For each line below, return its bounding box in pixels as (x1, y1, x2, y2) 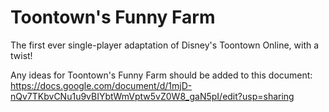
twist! (10, 49, 33, 61)
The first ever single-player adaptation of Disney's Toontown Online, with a (10, 39, 320, 51)
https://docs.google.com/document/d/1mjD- (10, 79, 193, 91)
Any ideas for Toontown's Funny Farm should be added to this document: (10, 69, 313, 81)
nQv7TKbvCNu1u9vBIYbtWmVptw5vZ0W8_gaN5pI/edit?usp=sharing (10, 90, 295, 102)
